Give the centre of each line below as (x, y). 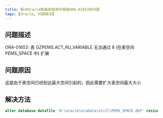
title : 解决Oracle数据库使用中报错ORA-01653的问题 (53, 9)
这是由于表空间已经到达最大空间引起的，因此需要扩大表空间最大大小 (73, 83)
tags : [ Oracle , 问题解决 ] (30, 14)
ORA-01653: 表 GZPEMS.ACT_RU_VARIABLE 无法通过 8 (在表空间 (70, 47)
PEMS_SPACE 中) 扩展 (27, 53)
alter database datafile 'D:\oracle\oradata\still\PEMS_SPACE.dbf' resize (82, 111)
